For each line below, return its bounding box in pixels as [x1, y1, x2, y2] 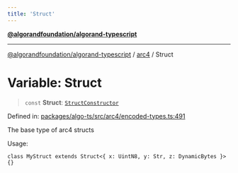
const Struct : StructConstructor [24, 98, 119, 107]
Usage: [7, 139, 28, 148]
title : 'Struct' [7, 10, 55, 18]
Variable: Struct [7, 75, 102, 90]
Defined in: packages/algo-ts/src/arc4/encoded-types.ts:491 [7, 112, 186, 120]
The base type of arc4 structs [7, 125, 94, 134]
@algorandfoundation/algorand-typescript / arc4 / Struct [7, 50, 174, 59]
